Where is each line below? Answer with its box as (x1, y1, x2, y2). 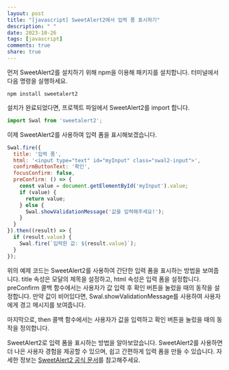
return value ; (25, 195, 67, 202)
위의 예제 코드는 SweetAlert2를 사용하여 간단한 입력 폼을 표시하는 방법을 (7, 266, 201, 274)
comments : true (7, 42, 51, 49)
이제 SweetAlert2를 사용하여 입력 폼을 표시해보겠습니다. (7, 130, 158, 138)
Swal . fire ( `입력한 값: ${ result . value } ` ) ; (19, 240, 137, 247)
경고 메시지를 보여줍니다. (19, 301, 86, 309)
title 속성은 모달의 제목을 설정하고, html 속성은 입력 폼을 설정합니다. (21, 274, 201, 283)
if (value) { (19, 188, 57, 196)
